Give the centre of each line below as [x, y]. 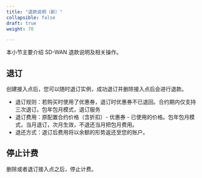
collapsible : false [31, 18]
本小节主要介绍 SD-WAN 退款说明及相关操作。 [64, 52]
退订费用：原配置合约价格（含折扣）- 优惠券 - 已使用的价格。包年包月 [102, 117]
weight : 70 [20, 29]
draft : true [21, 23]
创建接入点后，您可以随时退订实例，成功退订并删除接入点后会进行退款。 [96, 89]
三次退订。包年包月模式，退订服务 [58, 109]
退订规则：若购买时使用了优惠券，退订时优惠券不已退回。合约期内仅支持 [105, 102]
